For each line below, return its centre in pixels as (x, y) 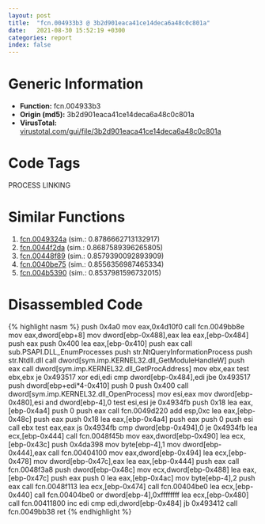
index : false (30, 45)
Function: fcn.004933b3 (60, 106)
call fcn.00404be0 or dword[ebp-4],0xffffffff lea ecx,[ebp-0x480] (142, 495)
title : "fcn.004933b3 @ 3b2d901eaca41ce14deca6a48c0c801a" (110, 23)
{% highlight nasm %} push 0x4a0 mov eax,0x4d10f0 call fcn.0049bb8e (127, 326)
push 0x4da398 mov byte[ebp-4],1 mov (116, 444)
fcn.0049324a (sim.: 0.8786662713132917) (90, 239)
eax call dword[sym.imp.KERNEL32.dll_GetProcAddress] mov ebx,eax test (129, 368)
